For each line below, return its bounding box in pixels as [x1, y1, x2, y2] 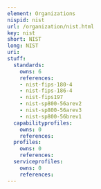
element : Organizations [7, 10, 76, 17]
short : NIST [7, 36, 42, 43]
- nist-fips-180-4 [19, 81, 73, 88]
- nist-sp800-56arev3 [19, 107, 82, 114]
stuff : [7, 55, 26, 62]
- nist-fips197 [19, 94, 64, 101]
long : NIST [7, 42, 39, 49]
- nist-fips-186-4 [19, 87, 73, 94]
